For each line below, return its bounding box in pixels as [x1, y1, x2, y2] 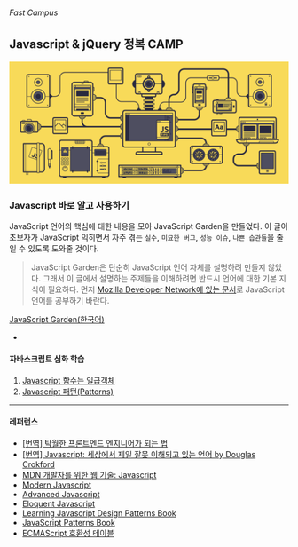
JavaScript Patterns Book [21, 517, 115, 527]
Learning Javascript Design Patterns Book [21, 507, 176, 519]
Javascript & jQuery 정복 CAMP [9, 36, 184, 52]
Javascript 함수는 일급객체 [21, 375, 115, 385]
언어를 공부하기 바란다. [30, 296, 110, 306]
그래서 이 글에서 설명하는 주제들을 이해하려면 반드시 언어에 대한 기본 [43, 273, 278, 284]
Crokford [21, 458, 55, 470]
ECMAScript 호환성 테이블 [21, 527, 114, 538]
